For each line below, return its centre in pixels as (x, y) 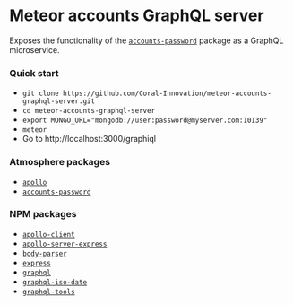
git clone (41, 94)
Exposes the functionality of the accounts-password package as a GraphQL (146, 40)
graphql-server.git (59, 101)
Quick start (34, 73)
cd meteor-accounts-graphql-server (89, 111)
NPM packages (43, 214)
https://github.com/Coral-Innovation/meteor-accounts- (167, 94)
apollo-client (48, 234)
